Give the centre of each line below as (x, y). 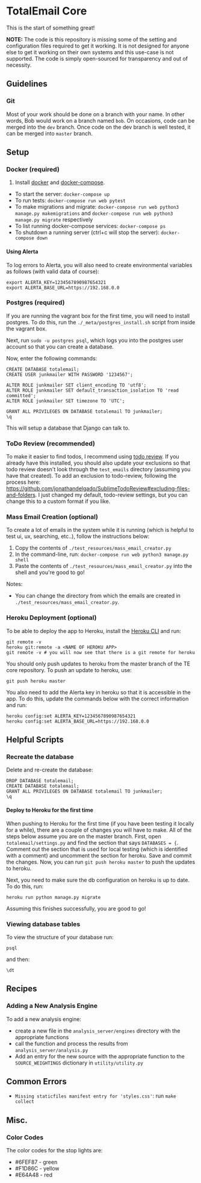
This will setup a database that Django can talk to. (68, 428)
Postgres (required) (36, 303)
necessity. (19, 65)
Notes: (14, 584)
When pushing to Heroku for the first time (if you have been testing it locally (100, 823)
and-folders (21, 495)
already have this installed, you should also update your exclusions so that (98, 463)
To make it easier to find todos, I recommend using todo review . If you (93, 457)
